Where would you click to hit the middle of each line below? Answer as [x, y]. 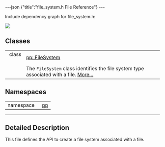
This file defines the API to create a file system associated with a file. [75, 140]
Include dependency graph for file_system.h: [50, 16]
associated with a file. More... [60, 74]
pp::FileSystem [43, 57]
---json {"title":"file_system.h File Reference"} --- [55, 7]
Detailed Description [37, 128]
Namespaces [26, 92]
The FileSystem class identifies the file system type [85, 68]
